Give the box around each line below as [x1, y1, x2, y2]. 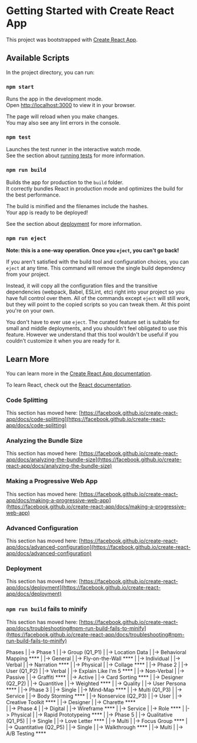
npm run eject [6, 235, 46, 242]
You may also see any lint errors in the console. [6, 119, 121, 126]
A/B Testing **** [6, 729, 46, 737]
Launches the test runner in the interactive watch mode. [6, 146, 142, 153]
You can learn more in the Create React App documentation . [6, 369, 152, 377]
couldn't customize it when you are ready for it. [6, 337, 121, 344]
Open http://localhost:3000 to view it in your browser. [6, 102, 136, 109]
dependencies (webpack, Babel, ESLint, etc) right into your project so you [6, 288, 185, 295]
